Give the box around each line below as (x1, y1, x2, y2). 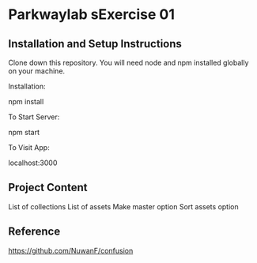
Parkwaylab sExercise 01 (8, 6, 176, 24)
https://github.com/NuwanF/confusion (8, 246, 134, 255)
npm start (8, 128, 40, 137)
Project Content (8, 181, 88, 194)
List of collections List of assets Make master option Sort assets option (8, 201, 239, 211)
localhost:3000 (8, 158, 58, 167)
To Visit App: (8, 143, 50, 152)
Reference (8, 225, 61, 239)
